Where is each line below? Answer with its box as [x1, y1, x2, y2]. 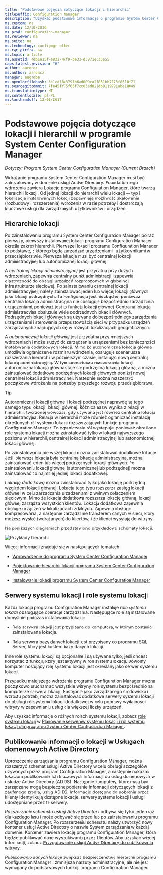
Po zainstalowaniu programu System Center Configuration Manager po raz [5, 232, 154, 238]
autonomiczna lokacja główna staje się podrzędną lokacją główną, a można [5, 364, 155, 370]
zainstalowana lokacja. [12, 629, 58, 635]
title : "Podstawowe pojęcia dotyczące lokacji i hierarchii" [5, 7, 131, 12]
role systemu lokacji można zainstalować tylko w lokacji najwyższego [5, 430, 144, 436]
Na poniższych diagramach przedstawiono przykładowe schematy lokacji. [5, 525, 154, 531]
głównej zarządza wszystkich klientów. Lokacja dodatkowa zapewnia [5, 500, 143, 506]
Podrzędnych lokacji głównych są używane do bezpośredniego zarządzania [5, 314, 157, 320]
